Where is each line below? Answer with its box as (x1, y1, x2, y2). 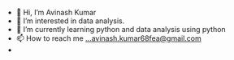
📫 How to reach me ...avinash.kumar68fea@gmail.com (15, 34, 201, 43)
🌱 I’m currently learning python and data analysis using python (15, 25, 226, 34)
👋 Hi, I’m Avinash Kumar (15, 8, 97, 17)
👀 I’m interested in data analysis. (15, 16, 125, 26)
